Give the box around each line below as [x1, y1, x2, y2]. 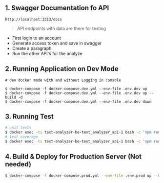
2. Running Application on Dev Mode [5, 65, 119, 73]
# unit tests [5, 125, 32, 130]
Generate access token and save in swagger [12, 40, 102, 46]
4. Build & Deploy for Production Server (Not [5, 153, 142, 161]
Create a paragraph [12, 45, 52, 51]
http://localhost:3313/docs [5, 17, 62, 22]
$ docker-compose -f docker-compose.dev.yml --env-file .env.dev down [5, 99, 152, 104]
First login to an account [12, 35, 61, 41]
